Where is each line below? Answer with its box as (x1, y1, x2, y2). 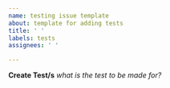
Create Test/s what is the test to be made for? (8, 70, 162, 80)
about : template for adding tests (8, 19, 124, 27)
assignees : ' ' (8, 42, 59, 50)
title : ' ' (8, 26, 45, 34)
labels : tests (8, 34, 56, 42)
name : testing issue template (8, 11, 110, 20)
